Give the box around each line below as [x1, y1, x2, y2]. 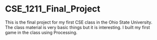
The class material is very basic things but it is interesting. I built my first [5, 24, 150, 30]
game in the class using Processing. [5, 29, 78, 35]
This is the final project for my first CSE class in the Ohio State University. [5, 19, 153, 25]
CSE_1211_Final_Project [5, 3, 101, 14]
